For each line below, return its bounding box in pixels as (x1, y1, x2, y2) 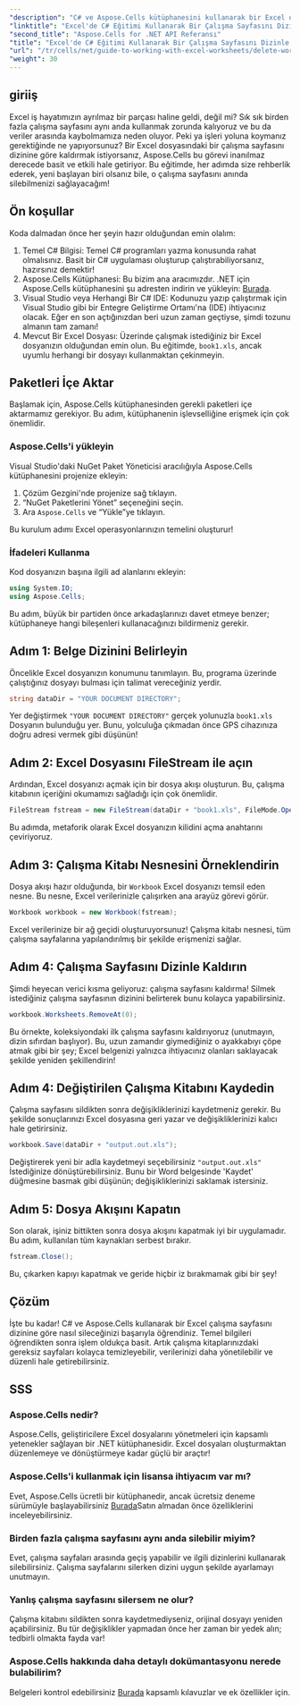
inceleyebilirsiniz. (9, 1509, 73, 1520)
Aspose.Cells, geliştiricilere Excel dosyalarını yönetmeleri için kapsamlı (9, 1429, 269, 1440)
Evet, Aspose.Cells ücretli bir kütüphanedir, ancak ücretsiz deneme (9, 1491, 256, 1501)
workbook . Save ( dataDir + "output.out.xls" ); (9, 1141, 178, 1150)
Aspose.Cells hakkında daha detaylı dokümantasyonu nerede (9, 1655, 281, 1668)
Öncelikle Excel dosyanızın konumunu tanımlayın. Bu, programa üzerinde (9, 667, 277, 678)
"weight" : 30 (9, 55, 58, 63)
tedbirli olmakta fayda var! (9, 1633, 105, 1643)
